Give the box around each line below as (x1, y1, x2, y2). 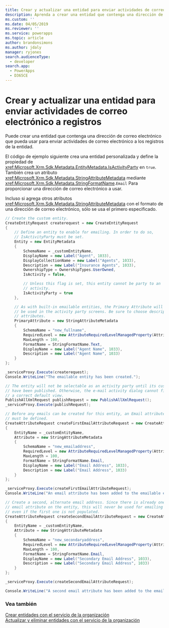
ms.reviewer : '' (5, 26, 39, 31)
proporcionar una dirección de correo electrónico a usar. (5, 185, 123, 192)
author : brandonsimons (5, 40, 53, 45)
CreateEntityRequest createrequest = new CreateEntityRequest (5, 220, 138, 225)
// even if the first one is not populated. (5, 509, 100, 515)
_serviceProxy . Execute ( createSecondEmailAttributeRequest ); (5, 580, 134, 585)
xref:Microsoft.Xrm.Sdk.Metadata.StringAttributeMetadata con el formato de (5, 200, 163, 207)
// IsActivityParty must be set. (14, 235, 84, 240)
